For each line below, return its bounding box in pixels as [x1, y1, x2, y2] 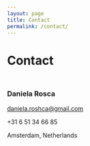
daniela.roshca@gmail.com [7, 104, 84, 112]
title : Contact [7, 17, 50, 23]
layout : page [7, 10, 44, 17]
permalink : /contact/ [7, 23, 69, 30]
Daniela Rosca [7, 89, 56, 98]
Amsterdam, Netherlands [7, 131, 78, 139]
